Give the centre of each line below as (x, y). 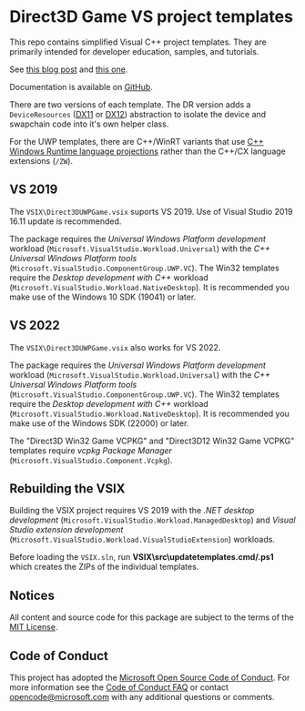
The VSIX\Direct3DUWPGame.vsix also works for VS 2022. (115, 347)
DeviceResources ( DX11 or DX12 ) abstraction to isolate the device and (138, 114)
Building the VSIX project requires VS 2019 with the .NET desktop (132, 511)
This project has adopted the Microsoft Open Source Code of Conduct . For (150, 677)
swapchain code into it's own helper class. (89, 124)
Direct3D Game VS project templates (152, 17)
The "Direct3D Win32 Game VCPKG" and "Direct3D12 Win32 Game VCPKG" (152, 441)
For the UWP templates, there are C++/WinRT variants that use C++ (137, 141)
